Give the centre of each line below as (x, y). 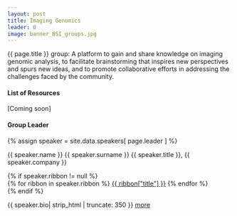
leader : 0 (22, 27)
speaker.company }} (37, 162)
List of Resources (34, 92)
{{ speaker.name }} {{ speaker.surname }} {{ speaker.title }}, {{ (99, 154)
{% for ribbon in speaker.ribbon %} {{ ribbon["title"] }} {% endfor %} (108, 183)
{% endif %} (26, 191)
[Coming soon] (29, 109)
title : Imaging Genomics (44, 21)
